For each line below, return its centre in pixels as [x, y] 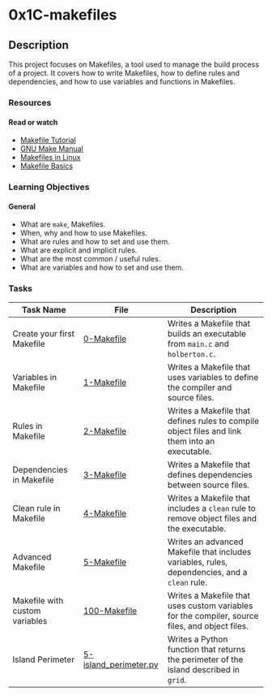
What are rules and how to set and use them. [95, 242]
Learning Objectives [49, 187]
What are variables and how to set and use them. [102, 268]
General [22, 206]
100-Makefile [110, 611]
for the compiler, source [213, 616]
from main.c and [198, 344]
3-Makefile [105, 474]
